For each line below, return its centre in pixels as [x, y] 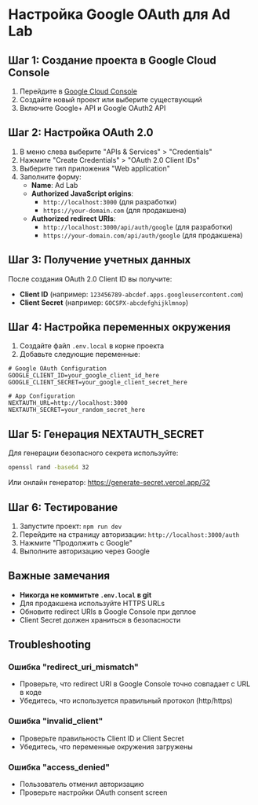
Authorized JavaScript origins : [82, 193]
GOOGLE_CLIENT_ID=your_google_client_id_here [84, 376]
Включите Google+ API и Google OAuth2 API [93, 108]
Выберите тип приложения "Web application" [94, 168]
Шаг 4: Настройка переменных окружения [120, 327]
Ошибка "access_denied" [59, 766]
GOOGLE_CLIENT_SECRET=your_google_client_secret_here [98, 383]
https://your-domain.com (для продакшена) [114, 210]
